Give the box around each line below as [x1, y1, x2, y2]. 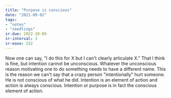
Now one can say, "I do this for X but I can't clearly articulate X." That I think [5, 55, 165, 61]
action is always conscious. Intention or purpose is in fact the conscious [5, 82, 157, 88]
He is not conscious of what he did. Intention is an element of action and [5, 76, 158, 83]
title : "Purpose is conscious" [5, 7, 72, 13]
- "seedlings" [5, 27, 36, 32]
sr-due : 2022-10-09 [5, 31, 47, 36]
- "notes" [5, 22, 27, 27]
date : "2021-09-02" [5, 12, 47, 17]
